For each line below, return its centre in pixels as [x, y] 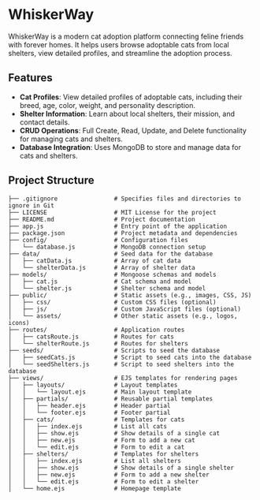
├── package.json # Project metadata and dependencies [123, 233]
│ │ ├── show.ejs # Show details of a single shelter [121, 468]
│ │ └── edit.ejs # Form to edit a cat [97, 447]
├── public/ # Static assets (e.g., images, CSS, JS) [130, 295]
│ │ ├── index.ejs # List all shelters [95, 461]
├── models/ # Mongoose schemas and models [112, 274]
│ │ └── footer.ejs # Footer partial [89, 412]
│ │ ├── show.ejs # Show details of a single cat [114, 433]
